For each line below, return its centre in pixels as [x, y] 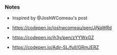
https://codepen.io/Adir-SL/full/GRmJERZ [55, 47]
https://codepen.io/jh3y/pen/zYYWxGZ [53, 38]
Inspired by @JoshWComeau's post [50, 18]
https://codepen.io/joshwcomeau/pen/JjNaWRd [62, 28]
